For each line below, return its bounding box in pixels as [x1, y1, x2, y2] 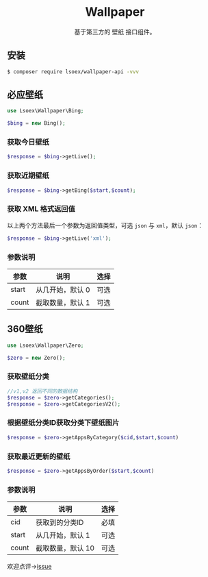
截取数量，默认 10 [35, 543, 94, 553]
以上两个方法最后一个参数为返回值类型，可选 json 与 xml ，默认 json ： [7, 221, 204, 230]
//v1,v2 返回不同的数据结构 [7, 388, 78, 395]
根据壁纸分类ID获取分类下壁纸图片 [7, 418, 120, 428]
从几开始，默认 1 [35, 530, 90, 540]
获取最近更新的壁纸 [7, 452, 70, 461]
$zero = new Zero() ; [7, 354, 66, 361]
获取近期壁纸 [7, 171, 50, 180]
